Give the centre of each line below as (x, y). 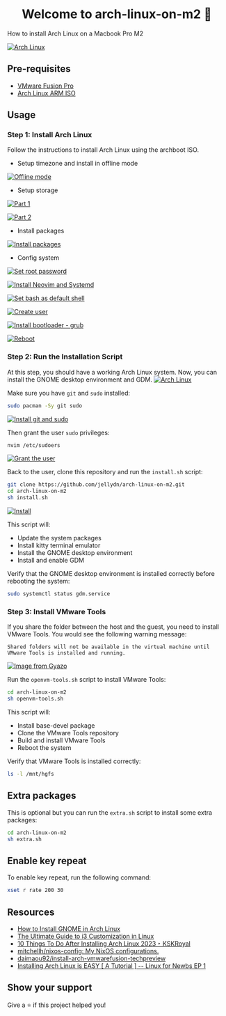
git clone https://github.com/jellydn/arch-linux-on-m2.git (96, 485)
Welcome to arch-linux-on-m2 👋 (117, 14)
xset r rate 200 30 (35, 891)
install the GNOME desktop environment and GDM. (80, 380)
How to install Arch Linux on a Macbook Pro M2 (75, 33)
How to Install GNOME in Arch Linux (68, 928)
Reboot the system (44, 748)
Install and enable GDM (51, 561)
